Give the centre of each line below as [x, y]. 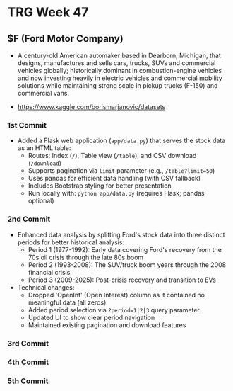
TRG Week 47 [48, 12]
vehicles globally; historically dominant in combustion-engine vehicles [120, 70]
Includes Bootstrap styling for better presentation [100, 186]
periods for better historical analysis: [71, 242]
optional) [41, 201]
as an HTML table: [44, 148]
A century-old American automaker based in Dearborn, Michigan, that [119, 55]
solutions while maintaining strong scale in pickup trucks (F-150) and [118, 85]
